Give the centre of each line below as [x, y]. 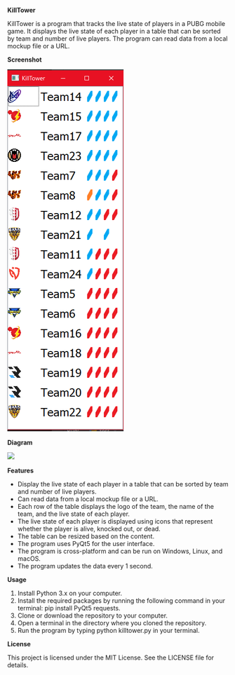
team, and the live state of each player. [73, 514]
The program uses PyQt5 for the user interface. [86, 544]
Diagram [20, 442]
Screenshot [25, 60]
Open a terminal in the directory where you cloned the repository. [112, 623]
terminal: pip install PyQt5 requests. [69, 608]
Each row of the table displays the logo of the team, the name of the [116, 506]
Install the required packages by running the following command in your [121, 601]
